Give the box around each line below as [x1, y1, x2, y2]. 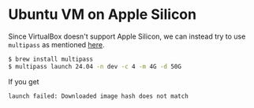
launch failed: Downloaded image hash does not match [8, 92, 189, 100]
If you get [8, 76, 39, 86]
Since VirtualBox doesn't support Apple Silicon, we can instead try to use [8, 32, 246, 41]
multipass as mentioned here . [8, 39, 105, 49]
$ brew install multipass [8, 55, 93, 63]
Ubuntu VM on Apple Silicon [8, 6, 197, 24]
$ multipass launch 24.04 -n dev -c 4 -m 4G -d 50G [8, 62, 181, 70]
